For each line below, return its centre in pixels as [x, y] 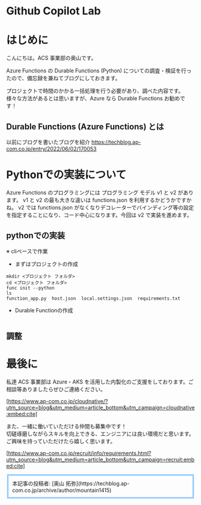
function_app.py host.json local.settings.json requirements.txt [93, 298]
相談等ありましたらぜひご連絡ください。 [56, 390]
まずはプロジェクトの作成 [46, 264]
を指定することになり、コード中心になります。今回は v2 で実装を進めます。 [99, 215]
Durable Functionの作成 [44, 310]
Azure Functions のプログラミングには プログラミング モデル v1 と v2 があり [100, 192]
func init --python [31, 288]
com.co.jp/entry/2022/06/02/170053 [51, 148]
